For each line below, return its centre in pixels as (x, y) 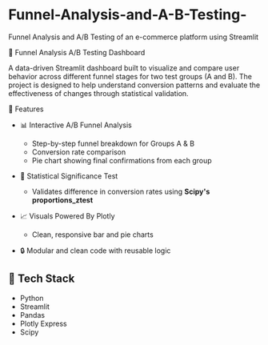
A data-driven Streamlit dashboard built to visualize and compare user (124, 68)
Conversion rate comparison (79, 152)
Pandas (32, 315)
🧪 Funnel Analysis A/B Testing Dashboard (77, 52)
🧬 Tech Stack (42, 279)
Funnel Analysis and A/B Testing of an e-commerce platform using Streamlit (133, 37)
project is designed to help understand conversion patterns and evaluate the (134, 85)
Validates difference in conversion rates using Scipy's (121, 191)
